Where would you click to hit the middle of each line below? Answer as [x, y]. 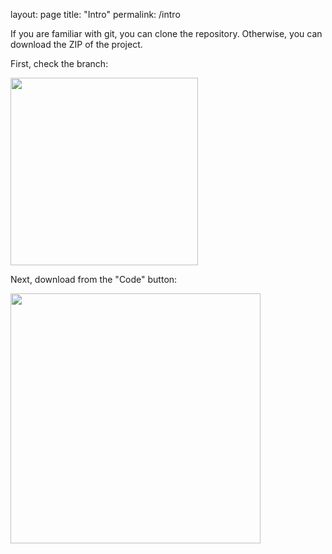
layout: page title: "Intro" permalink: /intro [95, 14]
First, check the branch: [59, 63]
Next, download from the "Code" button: [94, 279]
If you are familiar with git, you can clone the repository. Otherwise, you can [166, 33]
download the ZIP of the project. [76, 44]
